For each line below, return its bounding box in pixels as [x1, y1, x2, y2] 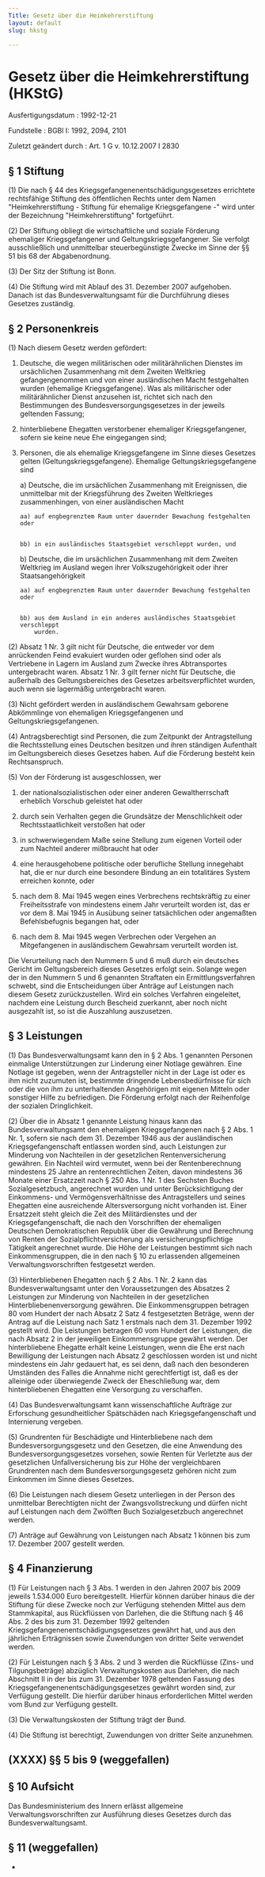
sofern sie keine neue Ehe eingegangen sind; [19, 432, 168, 442]
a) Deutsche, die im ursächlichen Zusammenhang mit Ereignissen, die [19, 480, 248, 489]
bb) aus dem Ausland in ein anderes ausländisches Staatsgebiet [19, 614, 237, 622]
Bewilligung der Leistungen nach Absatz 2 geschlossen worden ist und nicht [8, 1350, 257, 1361]
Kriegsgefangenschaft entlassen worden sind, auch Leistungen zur [8, 1142, 227, 1151]
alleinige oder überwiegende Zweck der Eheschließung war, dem [8, 1376, 220, 1385]
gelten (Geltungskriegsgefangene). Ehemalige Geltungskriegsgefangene [19, 456, 257, 466]
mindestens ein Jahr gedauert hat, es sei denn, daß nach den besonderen [8, 1359, 249, 1368]
